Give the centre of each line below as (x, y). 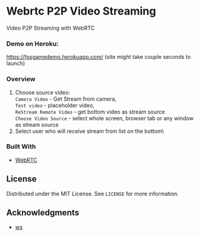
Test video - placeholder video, (55, 105)
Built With (21, 147)
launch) (16, 63)
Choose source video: (43, 92)
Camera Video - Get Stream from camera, (66, 99)
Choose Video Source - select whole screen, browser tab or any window (104, 118)
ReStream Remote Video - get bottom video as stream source (90, 112)
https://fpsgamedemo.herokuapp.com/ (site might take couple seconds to (98, 57)
